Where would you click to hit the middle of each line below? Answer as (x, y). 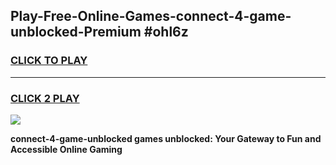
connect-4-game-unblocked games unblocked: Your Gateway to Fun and (166, 138)
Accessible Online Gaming (66, 149)
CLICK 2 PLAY (45, 98)
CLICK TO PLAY (49, 61)
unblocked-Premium (76, 32)
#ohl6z (166, 32)
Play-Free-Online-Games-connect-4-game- (151, 16)
